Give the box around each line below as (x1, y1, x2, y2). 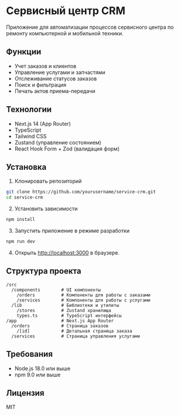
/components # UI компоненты (11, 287, 101, 293)
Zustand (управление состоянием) (14, 139, 101, 146)
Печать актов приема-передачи (14, 87, 96, 95)
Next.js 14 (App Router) (14, 120, 72, 127)
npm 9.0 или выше (14, 371, 61, 378)
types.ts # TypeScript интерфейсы (16, 313, 122, 319)
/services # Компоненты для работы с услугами (16, 297, 151, 303)
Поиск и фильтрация (14, 81, 66, 88)
